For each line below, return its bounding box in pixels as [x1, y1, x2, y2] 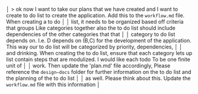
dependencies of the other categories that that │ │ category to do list [6, 31, 175, 38]
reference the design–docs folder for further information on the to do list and [6, 69, 191, 75]
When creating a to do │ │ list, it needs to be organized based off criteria [6, 18, 184, 25]
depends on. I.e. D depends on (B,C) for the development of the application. [6, 37, 191, 44]
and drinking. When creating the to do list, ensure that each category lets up [6, 50, 193, 56]
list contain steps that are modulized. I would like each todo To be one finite [6, 56, 191, 63]
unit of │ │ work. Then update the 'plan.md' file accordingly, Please [6, 62, 171, 69]
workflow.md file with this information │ [6, 81, 101, 88]
